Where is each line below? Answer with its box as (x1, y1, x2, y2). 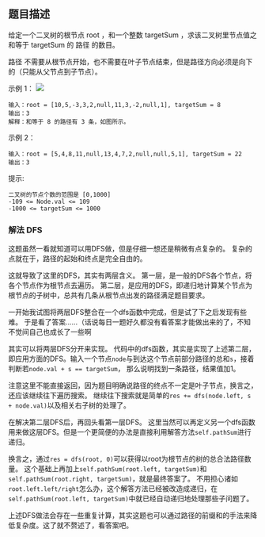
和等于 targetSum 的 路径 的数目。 (8, 40, 120, 49)
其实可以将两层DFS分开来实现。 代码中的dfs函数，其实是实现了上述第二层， (8, 344, 256, 354)
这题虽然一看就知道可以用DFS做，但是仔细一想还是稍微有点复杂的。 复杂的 (8, 244, 253, 254)
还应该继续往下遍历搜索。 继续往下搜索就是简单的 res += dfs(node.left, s (8, 391, 252, 401)
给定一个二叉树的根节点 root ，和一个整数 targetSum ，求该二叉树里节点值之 (8, 30, 257, 40)
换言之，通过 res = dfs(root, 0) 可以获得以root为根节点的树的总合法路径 (8, 455, 245, 464)
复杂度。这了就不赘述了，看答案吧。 (14, 520, 133, 530)
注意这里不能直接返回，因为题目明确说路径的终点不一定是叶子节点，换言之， (8, 381, 258, 390)
